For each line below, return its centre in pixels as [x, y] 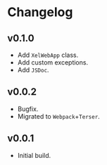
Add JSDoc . [33, 70]
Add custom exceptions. [53, 62]
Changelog [40, 12]
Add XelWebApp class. [48, 55]
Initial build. [34, 155]
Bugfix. [28, 109]
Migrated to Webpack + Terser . [58, 116]
